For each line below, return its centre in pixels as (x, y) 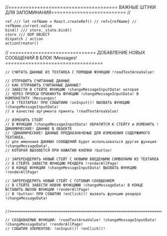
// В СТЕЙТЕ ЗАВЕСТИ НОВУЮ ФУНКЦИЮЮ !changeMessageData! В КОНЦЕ (74, 185)
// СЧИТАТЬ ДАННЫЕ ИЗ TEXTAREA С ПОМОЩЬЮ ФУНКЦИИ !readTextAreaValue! (80, 72)
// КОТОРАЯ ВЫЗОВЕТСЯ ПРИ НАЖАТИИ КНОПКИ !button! (59, 151)
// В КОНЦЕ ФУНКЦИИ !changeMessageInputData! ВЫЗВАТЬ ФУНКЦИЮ (71, 168)
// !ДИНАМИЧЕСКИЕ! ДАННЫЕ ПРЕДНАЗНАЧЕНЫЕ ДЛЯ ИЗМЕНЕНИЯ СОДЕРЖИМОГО (78, 133)
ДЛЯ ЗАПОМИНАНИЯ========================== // (68, 12)
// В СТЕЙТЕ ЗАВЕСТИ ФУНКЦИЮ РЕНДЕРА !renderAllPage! (62, 163)
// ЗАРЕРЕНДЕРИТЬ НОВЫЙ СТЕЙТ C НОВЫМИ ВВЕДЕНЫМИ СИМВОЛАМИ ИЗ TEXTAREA (82, 159)
